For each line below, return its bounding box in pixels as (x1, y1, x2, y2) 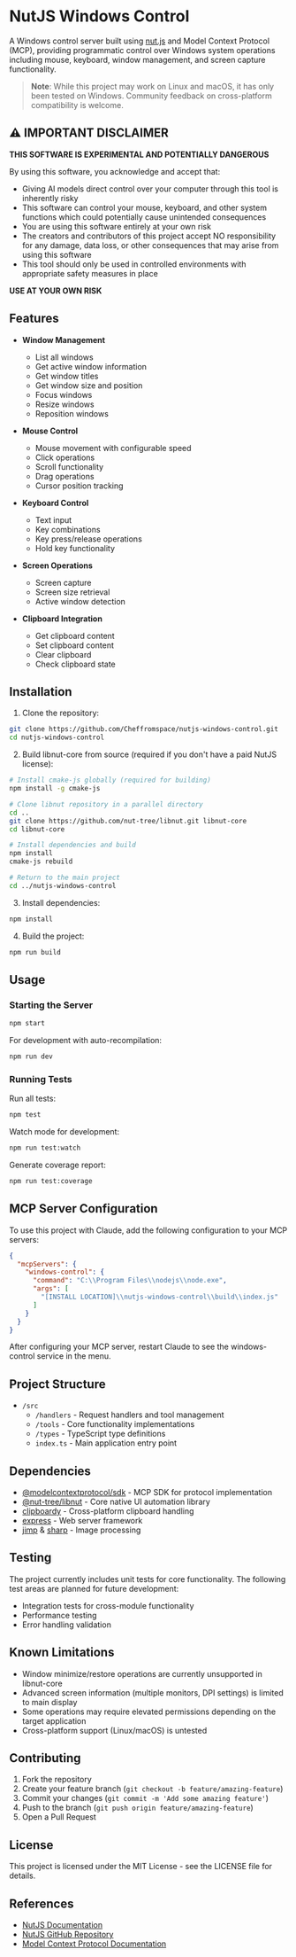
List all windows (34, 352, 95, 363)
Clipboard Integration (21, 613, 103, 624)
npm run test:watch (9, 1143, 81, 1153)
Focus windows (34, 389, 93, 400)
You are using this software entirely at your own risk (21, 221, 212, 231)
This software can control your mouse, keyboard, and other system (21, 202, 268, 213)
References (9, 1896, 74, 1911)
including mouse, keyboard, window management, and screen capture (9, 54, 266, 65)
